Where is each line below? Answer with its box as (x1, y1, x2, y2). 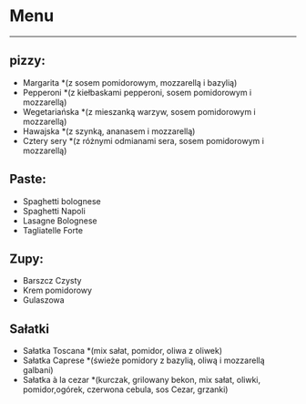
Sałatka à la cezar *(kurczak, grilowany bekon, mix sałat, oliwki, (22, 375, 261, 386)
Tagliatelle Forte (22, 224, 84, 235)
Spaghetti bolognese (22, 195, 102, 206)
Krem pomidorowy (22, 285, 93, 296)
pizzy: (9, 53, 46, 68)
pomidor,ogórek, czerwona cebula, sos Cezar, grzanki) (22, 384, 229, 395)
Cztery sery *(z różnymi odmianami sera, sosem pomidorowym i (22, 135, 264, 146)
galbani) (22, 365, 54, 376)
